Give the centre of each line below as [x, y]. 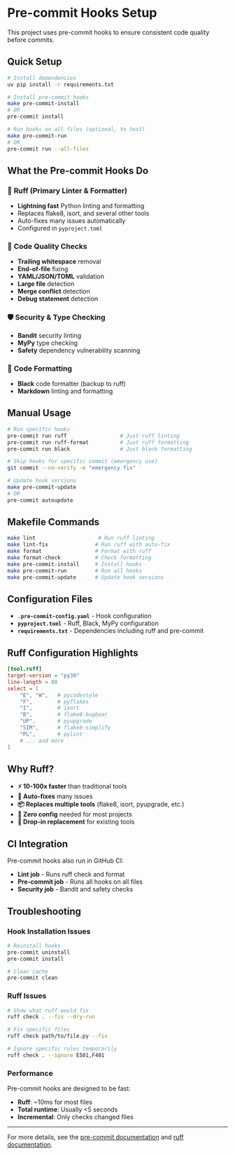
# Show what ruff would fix [48, 1011]
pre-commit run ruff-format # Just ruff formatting [98, 442]
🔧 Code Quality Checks [47, 247]
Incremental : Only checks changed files [76, 1117]
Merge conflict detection [54, 292]
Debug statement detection [58, 299]
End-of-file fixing [43, 269]
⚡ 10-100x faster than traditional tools [72, 786]
